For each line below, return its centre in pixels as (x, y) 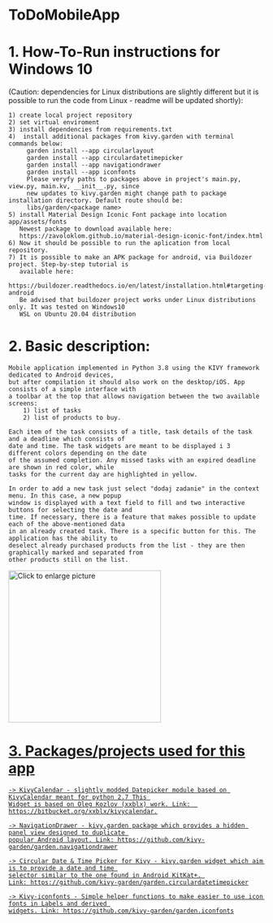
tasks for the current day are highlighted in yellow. (103, 475)
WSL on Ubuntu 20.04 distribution (78, 314)
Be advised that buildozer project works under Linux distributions (137, 300)
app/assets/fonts (38, 222)
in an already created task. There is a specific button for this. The (132, 532)
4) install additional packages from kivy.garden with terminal (121, 137)
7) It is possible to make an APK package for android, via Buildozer (130, 257)
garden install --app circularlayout (90, 151)
